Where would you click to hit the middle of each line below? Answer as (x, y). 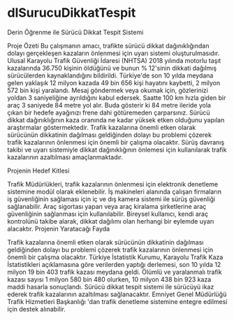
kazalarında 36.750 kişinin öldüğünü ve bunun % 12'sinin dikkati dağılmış (112, 68)
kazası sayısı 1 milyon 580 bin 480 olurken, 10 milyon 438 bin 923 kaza (109, 279)
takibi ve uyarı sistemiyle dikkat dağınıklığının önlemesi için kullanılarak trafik (117, 150)
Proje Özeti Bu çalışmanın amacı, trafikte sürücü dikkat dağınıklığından (108, 45)
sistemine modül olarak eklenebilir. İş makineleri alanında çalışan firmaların (115, 191)
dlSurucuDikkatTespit (72, 13)
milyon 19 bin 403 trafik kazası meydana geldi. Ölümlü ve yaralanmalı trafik (115, 272)
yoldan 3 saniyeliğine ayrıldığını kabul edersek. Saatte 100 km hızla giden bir (117, 97)
